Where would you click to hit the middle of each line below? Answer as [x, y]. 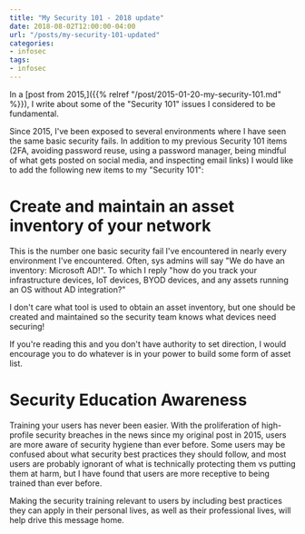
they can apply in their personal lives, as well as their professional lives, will [150, 510]
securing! [27, 326]
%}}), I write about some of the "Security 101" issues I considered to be [143, 104]
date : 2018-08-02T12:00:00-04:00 [73, 26]
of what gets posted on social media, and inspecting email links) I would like [151, 160]
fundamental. [34, 114]
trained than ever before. [56, 483]
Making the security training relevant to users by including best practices [146, 500]
